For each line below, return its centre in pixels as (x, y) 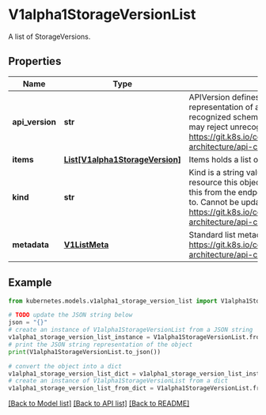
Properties (35, 61)
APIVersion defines (224, 97)
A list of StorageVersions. (49, 36)
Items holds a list (220, 159)
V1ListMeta (86, 245)
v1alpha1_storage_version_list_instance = (79, 337)
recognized (210, 116)
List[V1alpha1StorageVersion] (123, 159)
